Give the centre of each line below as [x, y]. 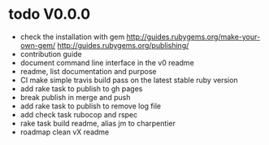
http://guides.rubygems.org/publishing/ [123, 45]
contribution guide [51, 54]
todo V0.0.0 [50, 14]
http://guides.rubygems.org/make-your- [193, 37]
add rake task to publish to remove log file [90, 106]
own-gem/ [38, 45]
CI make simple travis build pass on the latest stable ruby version [129, 80]
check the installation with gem [72, 37]
